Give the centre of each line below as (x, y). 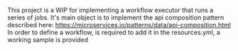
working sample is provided (48, 40)
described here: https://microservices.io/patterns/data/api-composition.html (119, 25)
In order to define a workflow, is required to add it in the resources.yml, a (114, 32)
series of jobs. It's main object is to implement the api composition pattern (116, 17)
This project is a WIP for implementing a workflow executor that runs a (110, 10)
